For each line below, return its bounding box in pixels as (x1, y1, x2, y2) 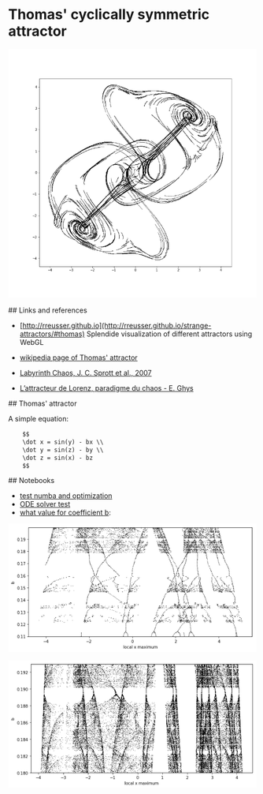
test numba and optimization (19, 491, 113, 500)
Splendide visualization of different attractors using (86, 329, 253, 339)
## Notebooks (8, 475, 55, 485)
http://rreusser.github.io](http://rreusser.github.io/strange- (22, 320, 212, 330)
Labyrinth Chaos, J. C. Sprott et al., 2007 (19, 368, 152, 377)
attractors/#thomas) (19, 329, 85, 339)
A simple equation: (8, 414, 69, 423)
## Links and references (8, 305, 88, 315)
